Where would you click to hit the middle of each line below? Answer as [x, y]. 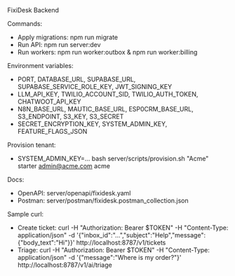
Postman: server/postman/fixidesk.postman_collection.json [103, 200]
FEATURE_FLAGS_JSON [52, 131]
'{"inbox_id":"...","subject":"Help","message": [141, 235]
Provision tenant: [32, 145]
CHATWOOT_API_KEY [49, 102]
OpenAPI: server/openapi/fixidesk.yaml [74, 193]
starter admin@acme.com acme [64, 166]
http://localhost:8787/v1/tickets [121, 242]
